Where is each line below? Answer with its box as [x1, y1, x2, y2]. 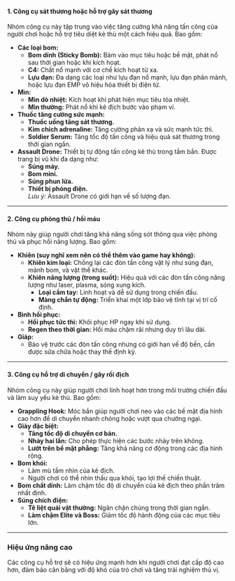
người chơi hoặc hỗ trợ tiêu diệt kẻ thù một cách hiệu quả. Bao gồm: [7, 30, 203, 38]
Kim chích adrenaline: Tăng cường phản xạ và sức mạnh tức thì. [27, 125, 214, 134]
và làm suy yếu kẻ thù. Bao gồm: [7, 393, 101, 401]
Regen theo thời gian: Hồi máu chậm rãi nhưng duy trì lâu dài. [27, 325, 206, 333]
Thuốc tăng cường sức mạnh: [17, 110, 105, 119]
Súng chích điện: [17, 496, 69, 504]
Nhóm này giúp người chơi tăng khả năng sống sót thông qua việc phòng [7, 230, 218, 238]
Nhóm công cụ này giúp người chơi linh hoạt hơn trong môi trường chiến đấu [7, 386, 227, 394]
